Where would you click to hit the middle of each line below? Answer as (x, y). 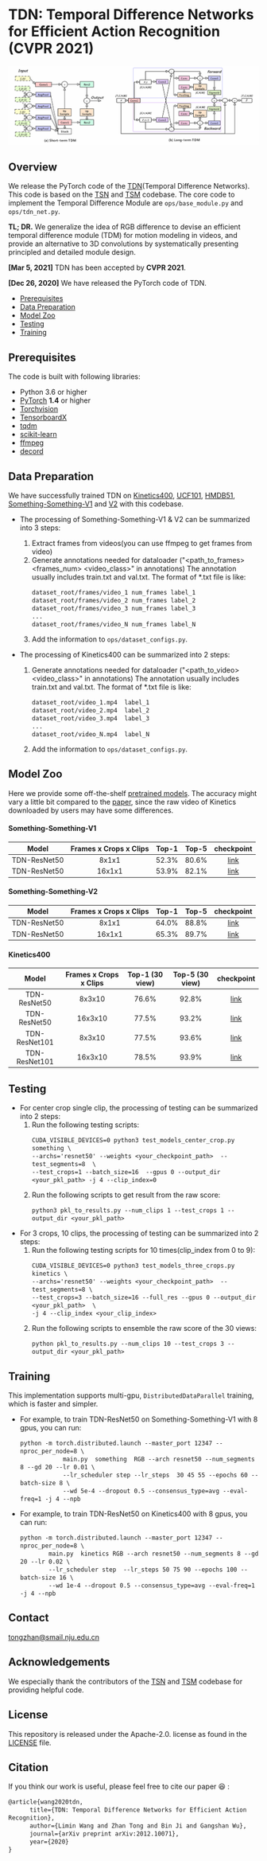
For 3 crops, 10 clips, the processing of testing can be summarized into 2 (139, 1233)
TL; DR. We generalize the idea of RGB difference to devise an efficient (124, 227)
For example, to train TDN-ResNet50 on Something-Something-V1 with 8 (139, 1419)
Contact (29, 1618)
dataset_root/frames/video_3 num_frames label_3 (114, 609)
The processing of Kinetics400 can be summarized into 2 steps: (125, 655)
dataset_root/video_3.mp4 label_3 (90, 719)
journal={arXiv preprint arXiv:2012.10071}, (104, 1834)
